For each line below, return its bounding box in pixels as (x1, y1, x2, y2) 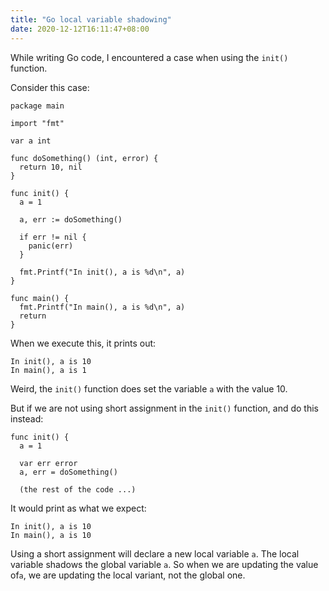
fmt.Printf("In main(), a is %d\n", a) (19, 302, 186, 312)
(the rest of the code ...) (19, 484, 137, 495)
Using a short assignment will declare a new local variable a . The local (10, 547, 300, 560)
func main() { (10, 293, 70, 303)
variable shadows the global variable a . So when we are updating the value (10, 558, 319, 570)
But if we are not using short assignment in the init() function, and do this (10, 402, 319, 414)
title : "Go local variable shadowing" (10, 14, 172, 25)
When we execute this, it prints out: (10, 337, 157, 349)
